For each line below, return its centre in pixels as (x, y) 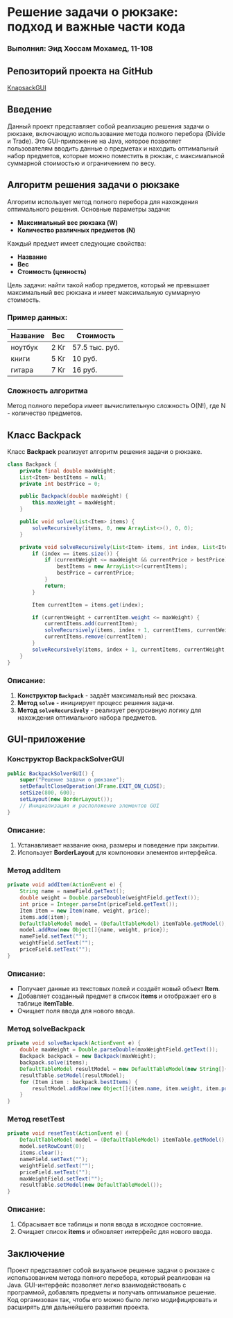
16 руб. (85, 370)
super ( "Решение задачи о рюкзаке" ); (73, 780)
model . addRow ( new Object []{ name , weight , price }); (94, 930)
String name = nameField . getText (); (73, 892)
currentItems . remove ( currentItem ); (96, 637)
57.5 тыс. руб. (96, 347)
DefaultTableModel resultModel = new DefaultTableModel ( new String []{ (124, 1069)
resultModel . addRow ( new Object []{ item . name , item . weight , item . (127, 1088)
